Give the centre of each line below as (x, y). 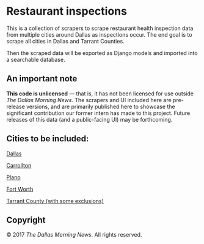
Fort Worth (20, 189)
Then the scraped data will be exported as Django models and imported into (102, 53)
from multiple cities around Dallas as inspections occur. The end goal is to (99, 34)
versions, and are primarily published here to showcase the (101, 106)
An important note (42, 79)
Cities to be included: (48, 139)
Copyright (26, 220)
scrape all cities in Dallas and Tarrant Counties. (65, 41)
